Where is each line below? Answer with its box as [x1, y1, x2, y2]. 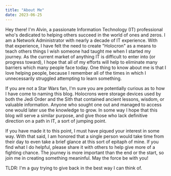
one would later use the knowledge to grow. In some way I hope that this [5, 107, 158, 113]
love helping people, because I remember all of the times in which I [5, 70, 146, 76]
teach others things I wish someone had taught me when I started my [5, 48, 151, 54]
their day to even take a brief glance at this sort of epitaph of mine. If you [5, 139, 159, 145]
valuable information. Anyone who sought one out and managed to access [5, 101, 162, 107]
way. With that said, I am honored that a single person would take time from [5, 133, 164, 139]
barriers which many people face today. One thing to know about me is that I [5, 64, 166, 71]
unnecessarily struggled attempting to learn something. [5, 75, 122, 81]
